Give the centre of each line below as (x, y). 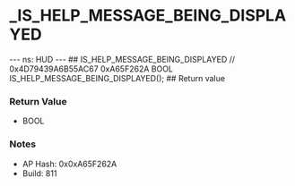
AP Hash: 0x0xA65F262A (69, 164)
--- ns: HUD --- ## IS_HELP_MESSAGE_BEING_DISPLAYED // (122, 59)
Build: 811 (39, 173)
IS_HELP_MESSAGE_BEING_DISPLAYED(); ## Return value (117, 78)
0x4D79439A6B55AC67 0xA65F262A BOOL (91, 69)
